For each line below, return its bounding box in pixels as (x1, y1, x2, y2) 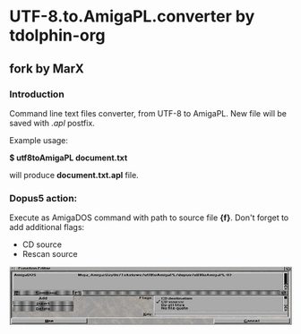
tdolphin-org (9, 25, 106, 46)
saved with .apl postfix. (9, 117, 96, 128)
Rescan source (21, 249, 78, 260)
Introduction (9, 88, 64, 100)
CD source (21, 239, 63, 250)
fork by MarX (9, 61, 85, 76)
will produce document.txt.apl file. (9, 169, 139, 180)
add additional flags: (9, 222, 85, 233)
